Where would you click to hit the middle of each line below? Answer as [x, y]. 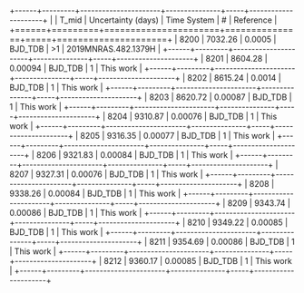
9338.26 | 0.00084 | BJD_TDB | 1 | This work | [95, 193]
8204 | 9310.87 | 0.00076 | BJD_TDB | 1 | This [192, 116]
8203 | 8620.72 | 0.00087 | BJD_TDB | [221, 97]
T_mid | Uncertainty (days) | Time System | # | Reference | [168, 20]
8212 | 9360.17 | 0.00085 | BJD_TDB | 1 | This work [198, 261]
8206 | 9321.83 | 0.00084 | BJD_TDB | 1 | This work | [134, 155]
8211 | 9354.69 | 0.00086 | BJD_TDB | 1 [222, 242]
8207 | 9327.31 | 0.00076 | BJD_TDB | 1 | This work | [106, 174]
